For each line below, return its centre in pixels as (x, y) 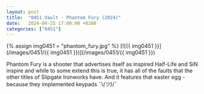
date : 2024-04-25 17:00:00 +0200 (51, 23)
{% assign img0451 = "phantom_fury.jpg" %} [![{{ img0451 (80, 46)
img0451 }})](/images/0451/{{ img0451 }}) (103, 53)
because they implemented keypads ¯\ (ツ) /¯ (62, 84)
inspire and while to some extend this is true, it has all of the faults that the (100, 71)
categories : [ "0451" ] (34, 29)
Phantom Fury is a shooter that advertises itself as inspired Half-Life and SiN (102, 64)
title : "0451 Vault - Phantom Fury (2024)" (64, 18)
